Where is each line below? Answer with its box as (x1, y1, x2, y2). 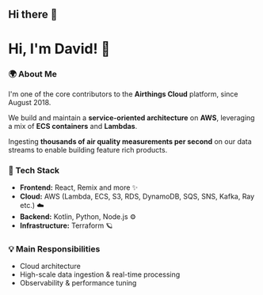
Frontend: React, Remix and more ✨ (19, 183, 139, 192)
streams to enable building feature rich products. (8, 145, 168, 154)
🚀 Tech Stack (8, 165, 60, 176)
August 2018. (8, 97, 51, 107)
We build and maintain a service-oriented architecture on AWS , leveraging (8, 112, 255, 123)
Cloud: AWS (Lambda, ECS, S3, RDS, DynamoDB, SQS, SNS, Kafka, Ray (19, 191, 255, 202)
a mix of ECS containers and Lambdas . (8, 121, 138, 130)
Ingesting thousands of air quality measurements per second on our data (8, 136, 252, 146)
